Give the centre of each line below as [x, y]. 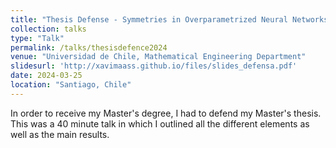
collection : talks [48, 29]
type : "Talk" [37, 38]
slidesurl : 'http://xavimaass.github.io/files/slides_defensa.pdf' [154, 66]
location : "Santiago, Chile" [71, 85]
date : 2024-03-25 [46, 76]
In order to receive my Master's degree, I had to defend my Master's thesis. [166, 113]
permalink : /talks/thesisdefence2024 [89, 47]
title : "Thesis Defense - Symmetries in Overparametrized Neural [149, 19]
